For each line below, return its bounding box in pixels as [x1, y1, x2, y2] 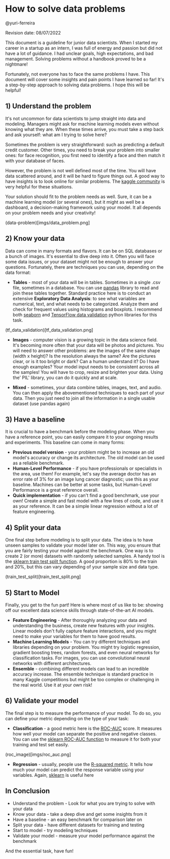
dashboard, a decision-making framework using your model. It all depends [5, 204, 161, 210]
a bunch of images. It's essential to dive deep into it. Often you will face [5, 253, 155, 259]
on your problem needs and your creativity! [5, 209, 96, 216]
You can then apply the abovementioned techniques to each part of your [12, 390, 165, 396]
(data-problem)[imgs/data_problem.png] [5, 219, 90, 226]
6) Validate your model [5, 696, 79, 705]
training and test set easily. [12, 741, 70, 747]
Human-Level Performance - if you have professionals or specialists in [12, 465, 162, 471]
